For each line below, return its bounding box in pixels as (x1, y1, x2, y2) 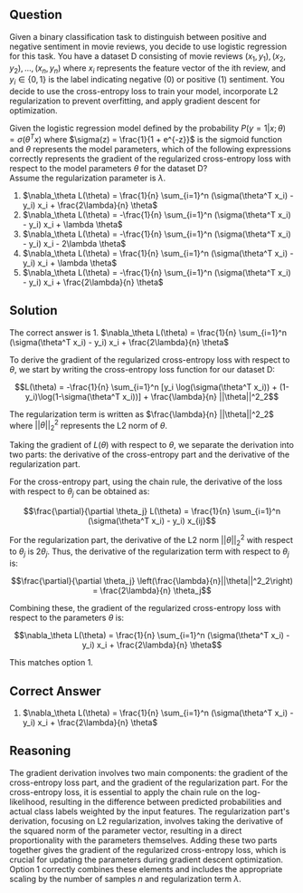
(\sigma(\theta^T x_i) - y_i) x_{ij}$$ (87, 515, 217, 526)
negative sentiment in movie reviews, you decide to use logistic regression (9, 41, 288, 52)
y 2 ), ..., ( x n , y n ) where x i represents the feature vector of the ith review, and (9, 63, 287, 75)
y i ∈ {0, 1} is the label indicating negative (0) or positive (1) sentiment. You (9, 74, 285, 87)
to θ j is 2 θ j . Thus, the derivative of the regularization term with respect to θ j (9, 546, 289, 559)
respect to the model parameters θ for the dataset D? (9, 162, 208, 173)
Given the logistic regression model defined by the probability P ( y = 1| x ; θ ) (9, 122, 287, 134)
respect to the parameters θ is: (9, 612, 125, 624)
